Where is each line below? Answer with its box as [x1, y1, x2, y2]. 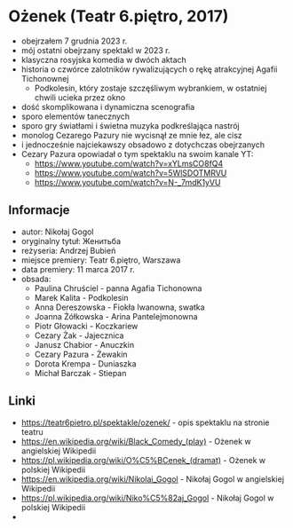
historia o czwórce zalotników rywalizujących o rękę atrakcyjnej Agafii [20, 64, 278, 75]
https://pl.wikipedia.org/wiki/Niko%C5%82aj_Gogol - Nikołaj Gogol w [20, 493, 274, 503]
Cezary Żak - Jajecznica [34, 330, 124, 341]
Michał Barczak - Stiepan [34, 367, 127, 378]
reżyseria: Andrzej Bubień [20, 245, 116, 256]
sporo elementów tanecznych [20, 111, 131, 122]
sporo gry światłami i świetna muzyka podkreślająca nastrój [20, 120, 241, 130]
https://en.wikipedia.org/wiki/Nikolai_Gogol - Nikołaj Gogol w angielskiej [20, 473, 285, 485]
